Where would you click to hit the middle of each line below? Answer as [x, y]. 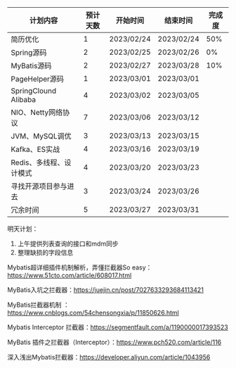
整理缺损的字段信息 [45, 252]
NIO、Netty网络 [37, 112]
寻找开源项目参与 [39, 186]
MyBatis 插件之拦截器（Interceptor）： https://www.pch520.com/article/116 [114, 342]
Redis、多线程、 [38, 163]
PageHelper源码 [38, 79]
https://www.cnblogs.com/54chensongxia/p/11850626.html [93, 313]
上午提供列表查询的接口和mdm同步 [68, 243]
